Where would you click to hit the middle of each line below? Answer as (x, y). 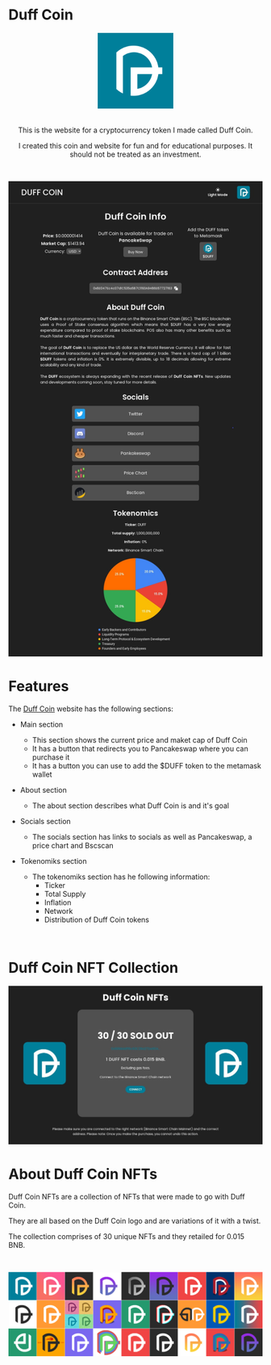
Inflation (58, 902)
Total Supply (65, 894)
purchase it (51, 757)
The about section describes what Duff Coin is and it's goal (131, 806)
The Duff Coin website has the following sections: (91, 709)
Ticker (55, 885)
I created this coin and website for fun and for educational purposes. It (135, 145)
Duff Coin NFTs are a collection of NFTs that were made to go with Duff (127, 1197)
